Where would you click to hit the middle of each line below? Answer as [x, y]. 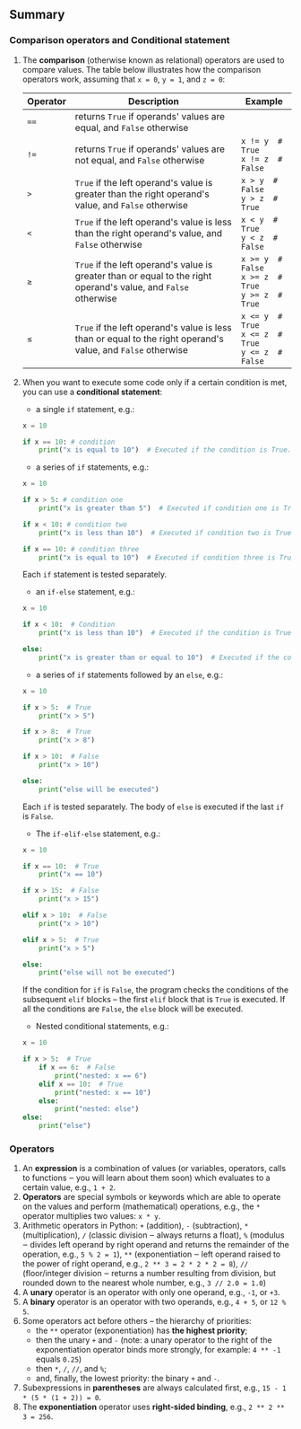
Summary [37, 15]
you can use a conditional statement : [92, 392]
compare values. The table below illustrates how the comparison [142, 69]
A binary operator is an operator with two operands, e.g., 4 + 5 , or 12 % [154, 1302]
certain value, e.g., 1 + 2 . [69, 1187]
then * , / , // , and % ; [71, 1369]
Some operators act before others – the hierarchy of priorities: [137, 1321]
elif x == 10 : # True [81, 1084]
